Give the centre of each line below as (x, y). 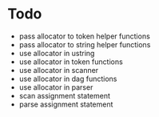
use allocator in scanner (59, 70)
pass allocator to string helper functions (85, 44)
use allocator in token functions (71, 62)
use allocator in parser (56, 87)
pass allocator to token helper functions (85, 36)
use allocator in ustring (57, 53)
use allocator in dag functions (68, 79)
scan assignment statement (65, 95)
